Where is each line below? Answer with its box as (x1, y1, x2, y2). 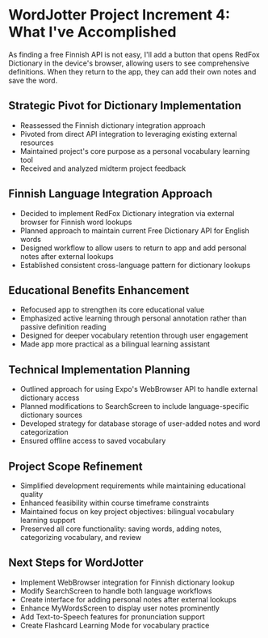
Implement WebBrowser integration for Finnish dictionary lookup (19, 577, 236, 587)
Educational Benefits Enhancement (8, 283, 190, 297)
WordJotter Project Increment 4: (8, 6, 231, 24)
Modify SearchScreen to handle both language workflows (19, 585, 212, 596)
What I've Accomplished (8, 23, 177, 41)
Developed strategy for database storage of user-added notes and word (19, 419, 261, 428)
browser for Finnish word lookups (19, 217, 132, 227)
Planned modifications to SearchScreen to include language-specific (19, 402, 249, 411)
